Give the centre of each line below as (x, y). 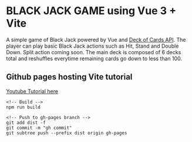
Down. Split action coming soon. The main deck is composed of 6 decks (94, 52)
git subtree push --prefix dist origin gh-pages (67, 133)
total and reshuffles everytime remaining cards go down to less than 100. (94, 58)
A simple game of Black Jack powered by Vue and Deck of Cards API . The (96, 39)
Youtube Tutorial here (32, 91)
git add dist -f (26, 123)
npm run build (23, 107)
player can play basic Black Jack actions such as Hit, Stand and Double (92, 46)
